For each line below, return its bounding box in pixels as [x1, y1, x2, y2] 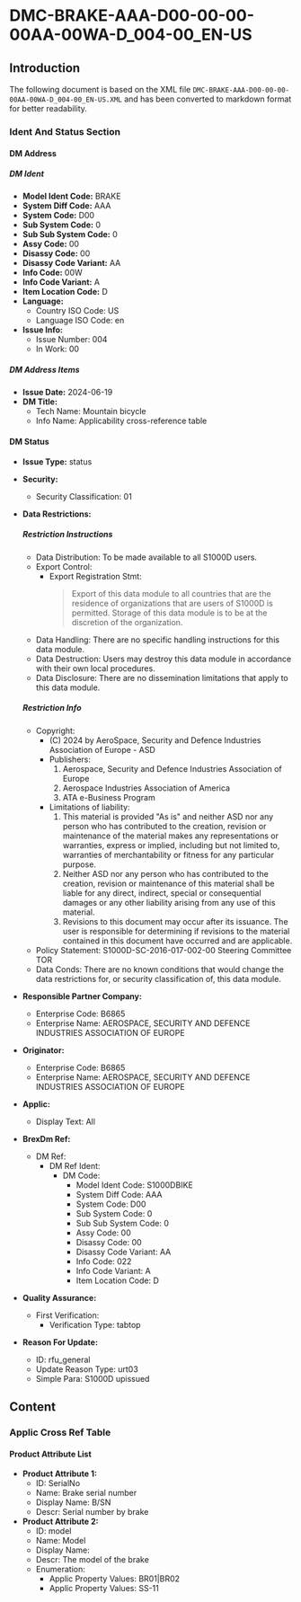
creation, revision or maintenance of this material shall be [62, 878, 275, 889]
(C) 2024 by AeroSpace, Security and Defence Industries [49, 734, 261, 746]
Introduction [9, 60, 81, 75]
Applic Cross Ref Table [9, 1426, 111, 1438]
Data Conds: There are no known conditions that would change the [35, 963, 285, 975]
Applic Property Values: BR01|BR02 [49, 1573, 181, 1584]
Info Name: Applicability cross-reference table [35, 415, 208, 427]
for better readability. [9, 103, 88, 113]
